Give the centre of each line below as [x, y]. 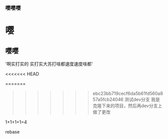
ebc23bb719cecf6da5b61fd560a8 [128, 93]
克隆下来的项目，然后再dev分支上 [128, 106]
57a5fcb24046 [108, 99]
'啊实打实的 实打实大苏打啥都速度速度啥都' [49, 63]
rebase [13, 131]
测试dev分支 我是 [142, 99]
